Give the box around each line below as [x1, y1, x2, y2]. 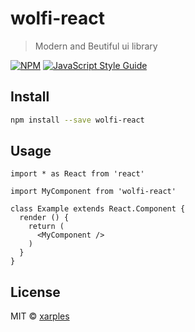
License [10, 283, 61, 301]
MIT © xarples [10, 310, 70, 322]
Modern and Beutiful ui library [34, 40, 158, 52]
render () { [19, 213, 70, 223]
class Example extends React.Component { [10, 204, 186, 214]
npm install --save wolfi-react [10, 115, 145, 125]
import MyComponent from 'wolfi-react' [10, 187, 177, 197]
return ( [28, 222, 65, 232]
